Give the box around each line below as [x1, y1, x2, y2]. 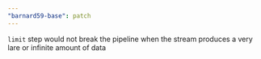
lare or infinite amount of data [7, 42, 107, 53]
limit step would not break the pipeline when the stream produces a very [7, 34, 254, 44]
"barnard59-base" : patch [7, 11, 91, 20]
